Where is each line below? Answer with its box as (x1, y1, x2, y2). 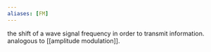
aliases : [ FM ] (7, 10, 49, 17)
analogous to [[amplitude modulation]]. (7, 36, 121, 45)
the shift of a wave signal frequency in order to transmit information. (7, 29, 205, 37)
